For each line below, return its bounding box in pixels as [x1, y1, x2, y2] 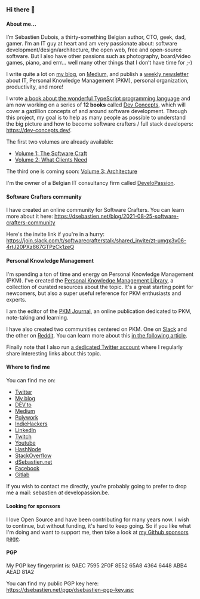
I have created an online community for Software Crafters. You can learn [6, 206, 184, 214]
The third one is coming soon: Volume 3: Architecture [6, 168, 137, 175]
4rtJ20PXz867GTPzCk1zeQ [6, 244, 75, 251]
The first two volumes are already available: [6, 138, 113, 145]
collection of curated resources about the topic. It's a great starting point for [6, 283, 193, 290]
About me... [6, 20, 37, 28]
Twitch [14, 433, 32, 440]
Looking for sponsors [6, 503, 61, 510]
